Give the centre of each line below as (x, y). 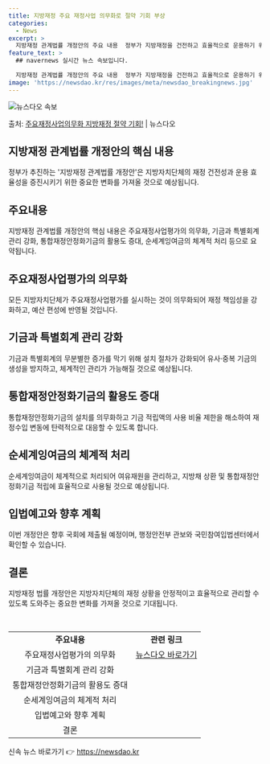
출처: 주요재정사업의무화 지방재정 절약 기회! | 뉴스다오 (92, 123)
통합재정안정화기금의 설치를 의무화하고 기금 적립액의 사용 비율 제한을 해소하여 (130, 417)
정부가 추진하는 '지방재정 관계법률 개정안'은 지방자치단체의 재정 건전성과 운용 (129, 172)
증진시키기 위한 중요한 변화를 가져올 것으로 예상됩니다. (114, 183)
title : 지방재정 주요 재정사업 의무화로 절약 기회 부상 (87, 16)
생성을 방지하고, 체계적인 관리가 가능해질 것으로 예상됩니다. (100, 368)
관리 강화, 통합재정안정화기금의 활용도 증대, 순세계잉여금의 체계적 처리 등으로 (129, 241)
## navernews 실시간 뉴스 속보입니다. (72, 61)
